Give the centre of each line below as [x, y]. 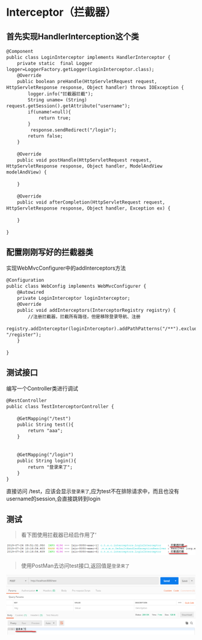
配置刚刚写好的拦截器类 [50, 253]
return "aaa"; [45, 430]
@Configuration [25, 280]
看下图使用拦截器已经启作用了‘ [59, 535]
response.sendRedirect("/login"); [74, 130]
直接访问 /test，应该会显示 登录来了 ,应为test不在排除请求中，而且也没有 [93, 491]
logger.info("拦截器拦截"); [61, 94]
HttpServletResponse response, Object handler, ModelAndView [84, 166]
